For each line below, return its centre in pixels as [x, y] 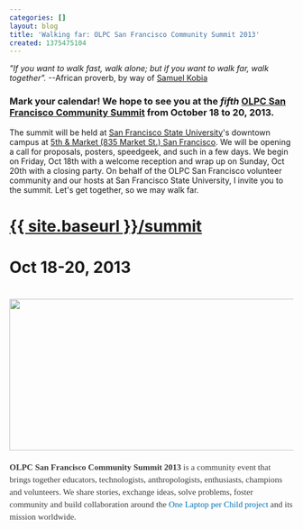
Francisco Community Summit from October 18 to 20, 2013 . [142, 113]
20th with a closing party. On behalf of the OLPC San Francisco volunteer [146, 170]
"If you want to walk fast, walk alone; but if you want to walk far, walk [139, 68]
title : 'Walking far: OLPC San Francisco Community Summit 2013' [134, 34]
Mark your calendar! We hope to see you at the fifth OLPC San [148, 102]
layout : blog [34, 26]
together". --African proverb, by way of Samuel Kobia [109, 78]
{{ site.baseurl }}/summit [106, 226]
